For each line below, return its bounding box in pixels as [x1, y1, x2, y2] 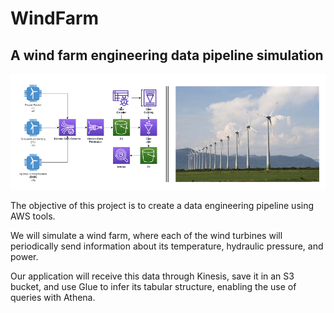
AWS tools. [10, 210, 56, 222]
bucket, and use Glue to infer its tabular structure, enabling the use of [10, 281, 297, 293]
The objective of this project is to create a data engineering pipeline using [10, 200, 315, 212]
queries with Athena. [10, 292, 96, 304]
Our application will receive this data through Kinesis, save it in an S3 [10, 270, 295, 282]
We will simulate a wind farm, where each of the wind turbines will [10, 230, 283, 242]
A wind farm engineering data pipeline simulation [10, 47, 324, 64]
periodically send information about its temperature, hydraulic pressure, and [10, 240, 324, 252]
